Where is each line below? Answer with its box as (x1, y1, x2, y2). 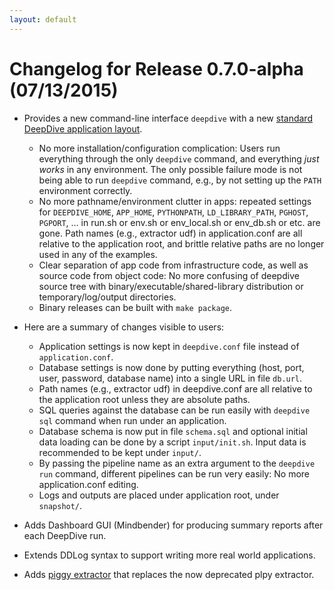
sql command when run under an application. (38, 414, 227, 426)
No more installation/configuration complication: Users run (38, 142, 281, 154)
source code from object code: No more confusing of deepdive (38, 269, 300, 281)
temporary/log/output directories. (38, 291, 177, 303)
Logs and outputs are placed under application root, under (38, 489, 280, 501)
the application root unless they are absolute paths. (38, 393, 251, 405)
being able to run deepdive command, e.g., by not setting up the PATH (38, 174, 322, 186)
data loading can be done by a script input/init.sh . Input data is (38, 436, 307, 448)
